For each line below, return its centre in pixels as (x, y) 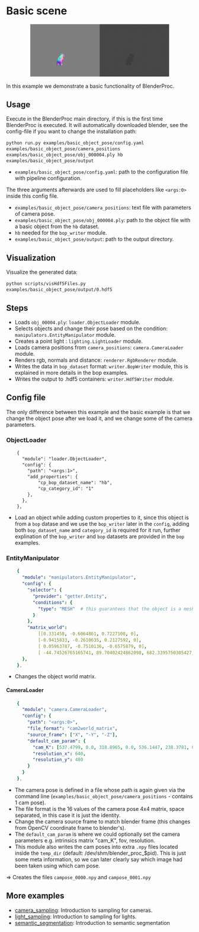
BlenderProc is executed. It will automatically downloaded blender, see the (97, 125)
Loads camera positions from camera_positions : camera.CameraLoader (99, 347)
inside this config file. (32, 196)
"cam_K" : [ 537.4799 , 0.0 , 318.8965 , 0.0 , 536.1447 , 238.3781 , (111, 747)
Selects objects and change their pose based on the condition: (91, 328)
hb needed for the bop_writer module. (61, 233)
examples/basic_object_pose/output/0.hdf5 (59, 290)
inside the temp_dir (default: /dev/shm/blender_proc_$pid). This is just (100, 853)
